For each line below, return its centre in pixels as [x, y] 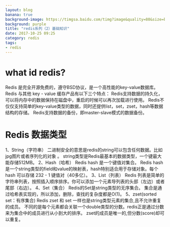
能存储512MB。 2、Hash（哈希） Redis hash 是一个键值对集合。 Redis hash [84, 162]
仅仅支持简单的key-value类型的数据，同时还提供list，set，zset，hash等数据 [84, 106]
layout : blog [19, 10]
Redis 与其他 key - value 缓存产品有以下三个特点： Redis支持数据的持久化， [84, 94]
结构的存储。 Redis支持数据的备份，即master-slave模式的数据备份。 [76, 112]
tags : [11, 43]
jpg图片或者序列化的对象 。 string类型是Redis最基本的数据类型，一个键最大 [83, 156]
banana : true [19, 15]
